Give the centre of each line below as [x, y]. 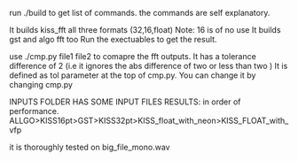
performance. [34, 111]
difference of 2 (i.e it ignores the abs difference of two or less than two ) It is [149, 66]
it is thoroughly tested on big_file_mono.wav [90, 147]
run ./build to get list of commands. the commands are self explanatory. [140, 13]
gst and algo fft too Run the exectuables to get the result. [113, 39]
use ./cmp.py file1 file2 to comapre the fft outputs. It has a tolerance [133, 56]
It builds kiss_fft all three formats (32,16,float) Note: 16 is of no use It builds [145, 30]
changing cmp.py [41, 84]
